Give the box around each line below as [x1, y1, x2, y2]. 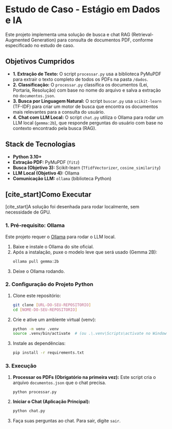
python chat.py [12, 409, 46, 414]
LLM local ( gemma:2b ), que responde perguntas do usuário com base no [12, 119, 163, 126]
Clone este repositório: [12, 292, 61, 298]
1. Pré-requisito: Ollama [5, 222, 65, 229]
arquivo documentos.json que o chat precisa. [12, 379, 106, 385]
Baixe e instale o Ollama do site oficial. [12, 243, 94, 249]
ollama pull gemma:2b [12, 259, 59, 264]
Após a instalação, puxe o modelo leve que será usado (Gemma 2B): [12, 249, 158, 255]
